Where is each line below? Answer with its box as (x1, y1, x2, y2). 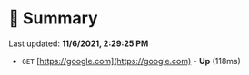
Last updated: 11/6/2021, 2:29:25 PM (8, 38, 149, 49)
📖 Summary (8, 8, 98, 29)
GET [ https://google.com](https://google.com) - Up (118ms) (21, 55, 242, 66)
